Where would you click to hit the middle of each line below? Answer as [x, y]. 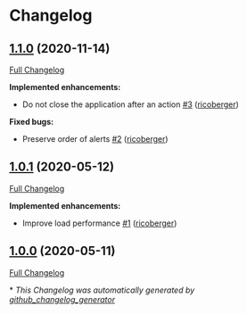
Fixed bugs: [32, 122]
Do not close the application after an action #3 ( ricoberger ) [130, 104]
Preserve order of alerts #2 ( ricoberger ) [95, 139]
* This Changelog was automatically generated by [102, 290]
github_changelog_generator [62, 299]
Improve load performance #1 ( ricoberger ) [99, 223]
